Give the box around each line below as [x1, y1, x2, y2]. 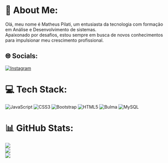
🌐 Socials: [5, 52, 38, 60]
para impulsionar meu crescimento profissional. [5, 37, 104, 43]
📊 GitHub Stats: [5, 122, 74, 134]
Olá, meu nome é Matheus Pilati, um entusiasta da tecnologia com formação [5, 21, 163, 27]
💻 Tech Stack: [5, 84, 67, 95]
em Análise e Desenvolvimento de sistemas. [5, 26, 97, 32]
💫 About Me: [5, 5, 58, 16]
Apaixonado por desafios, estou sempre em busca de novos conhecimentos [5, 32, 163, 38]
